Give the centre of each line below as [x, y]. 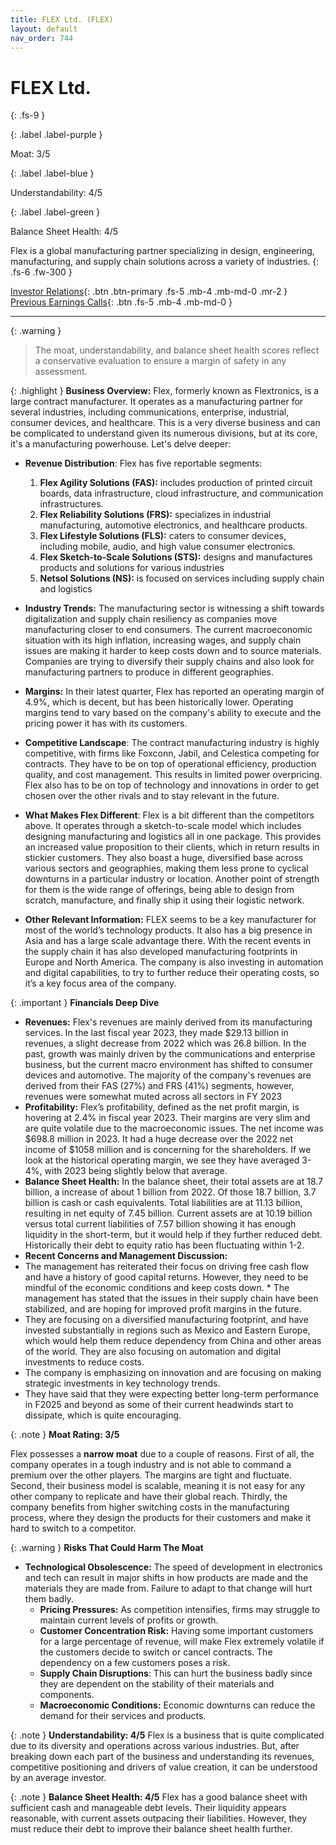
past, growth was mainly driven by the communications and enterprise [170, 1054]
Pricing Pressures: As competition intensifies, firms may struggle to [180, 1610]
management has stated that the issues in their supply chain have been [171, 1298]
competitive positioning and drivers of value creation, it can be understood [164, 1767]
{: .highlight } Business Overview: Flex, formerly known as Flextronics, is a [165, 391]
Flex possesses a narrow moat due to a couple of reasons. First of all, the [162, 1454]
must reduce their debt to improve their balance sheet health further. [151, 1829]
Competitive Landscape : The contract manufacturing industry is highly [172, 743]
